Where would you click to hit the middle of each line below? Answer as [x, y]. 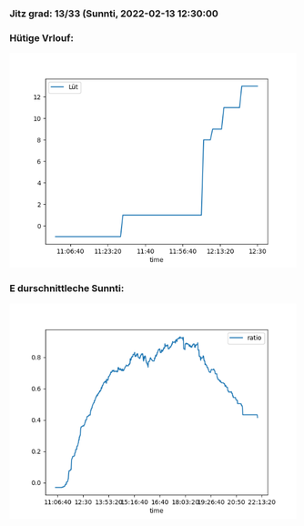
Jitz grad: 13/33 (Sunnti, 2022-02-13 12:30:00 [114, 14]
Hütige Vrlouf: [42, 37]
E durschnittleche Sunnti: [67, 288]
